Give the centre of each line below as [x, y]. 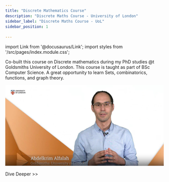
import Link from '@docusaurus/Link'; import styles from [64, 47]
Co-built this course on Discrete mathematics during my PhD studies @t [80, 62]
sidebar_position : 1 [27, 27]
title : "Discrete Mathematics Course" [46, 11]
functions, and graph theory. [35, 78]
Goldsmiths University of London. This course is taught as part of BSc [77, 67]
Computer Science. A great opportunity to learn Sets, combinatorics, [76, 72]
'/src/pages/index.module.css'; [37, 52]
